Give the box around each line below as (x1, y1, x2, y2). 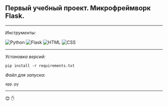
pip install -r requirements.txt (5, 63, 75, 68)
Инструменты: (5, 29, 36, 35)
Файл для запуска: (5, 72, 46, 78)
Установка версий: (5, 53, 46, 59)
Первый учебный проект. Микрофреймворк (5, 4, 151, 12)
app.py (5, 82, 19, 87)
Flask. (5, 12, 25, 20)
